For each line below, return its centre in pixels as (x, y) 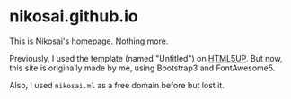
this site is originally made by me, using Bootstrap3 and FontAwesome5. (142, 68)
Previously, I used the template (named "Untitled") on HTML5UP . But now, (146, 58)
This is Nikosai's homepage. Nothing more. (89, 41)
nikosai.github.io (74, 16)
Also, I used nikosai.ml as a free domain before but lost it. (117, 85)
